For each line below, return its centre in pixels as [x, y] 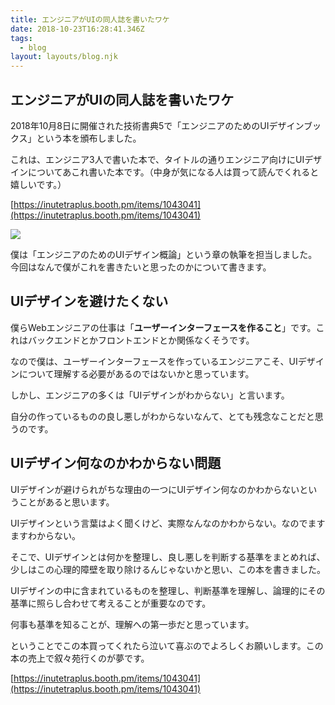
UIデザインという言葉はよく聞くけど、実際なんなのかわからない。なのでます [168, 523]
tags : [21, 38]
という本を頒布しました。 [89, 138]
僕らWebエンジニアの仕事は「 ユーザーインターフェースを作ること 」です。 [163, 327]
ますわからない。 [45, 535]
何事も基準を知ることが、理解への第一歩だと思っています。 [132, 624]
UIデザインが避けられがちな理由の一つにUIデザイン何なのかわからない [155, 489]
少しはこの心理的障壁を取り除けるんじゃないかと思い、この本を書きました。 [168, 569]
